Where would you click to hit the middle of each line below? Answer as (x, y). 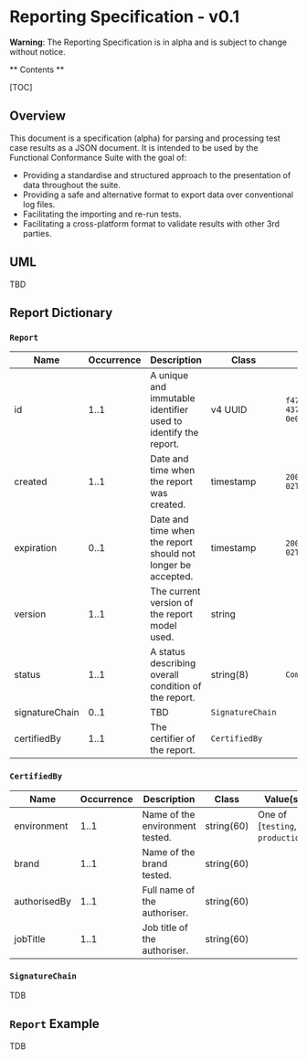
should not (173, 554)
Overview (38, 116)
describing (173, 663)
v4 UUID (229, 410)
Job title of (165, 927)
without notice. (37, 51)
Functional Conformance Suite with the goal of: (98, 157)
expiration (36, 548)
